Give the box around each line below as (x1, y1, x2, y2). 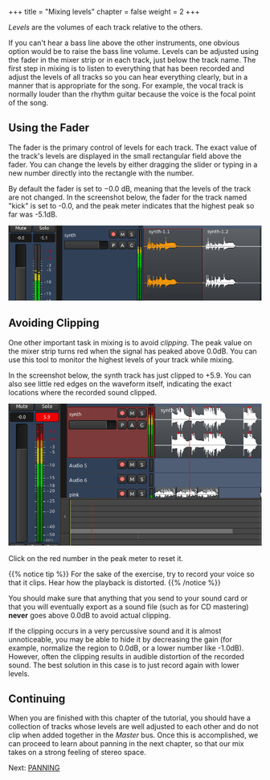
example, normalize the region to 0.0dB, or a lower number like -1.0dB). (8, 643, 244, 653)
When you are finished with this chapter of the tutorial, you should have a (8, 713, 252, 723)
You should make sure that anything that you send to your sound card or (8, 593, 248, 603)
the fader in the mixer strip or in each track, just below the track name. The (8, 56, 256, 64)
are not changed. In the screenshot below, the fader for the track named (8, 192, 247, 202)
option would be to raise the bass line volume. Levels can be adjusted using (8, 47, 259, 56)
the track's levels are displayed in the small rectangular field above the (8, 151, 242, 160)
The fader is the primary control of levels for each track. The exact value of (8, 142, 257, 152)
